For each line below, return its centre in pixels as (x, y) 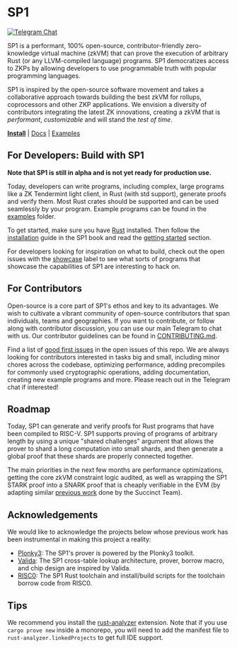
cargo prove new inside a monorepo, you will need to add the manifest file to (118, 630)
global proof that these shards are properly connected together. (100, 456)
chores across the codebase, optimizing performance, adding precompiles (116, 364)
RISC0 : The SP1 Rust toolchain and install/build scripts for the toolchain (121, 576)
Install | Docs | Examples (44, 133)
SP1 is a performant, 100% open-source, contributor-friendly (96, 45)
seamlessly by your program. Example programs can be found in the (107, 209)
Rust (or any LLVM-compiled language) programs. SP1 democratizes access (118, 60)
